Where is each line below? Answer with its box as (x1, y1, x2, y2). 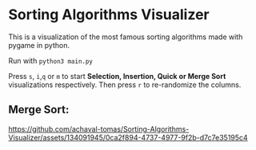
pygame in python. (8, 40, 70, 49)
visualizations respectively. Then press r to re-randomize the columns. (8, 80, 242, 89)
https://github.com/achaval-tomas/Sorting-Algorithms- (8, 124, 190, 133)
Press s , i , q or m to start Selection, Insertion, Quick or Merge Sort (8, 71, 226, 81)
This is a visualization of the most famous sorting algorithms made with (8, 32, 243, 41)
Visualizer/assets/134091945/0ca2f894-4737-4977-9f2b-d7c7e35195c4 (8, 132, 248, 142)
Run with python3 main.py (8, 56, 94, 65)
